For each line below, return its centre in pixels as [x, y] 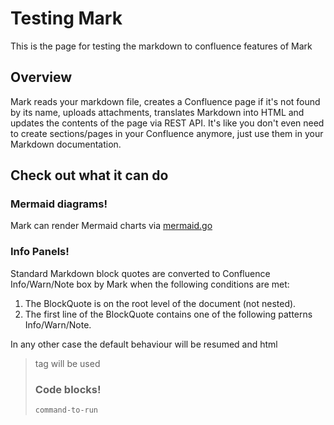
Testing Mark [66, 18]
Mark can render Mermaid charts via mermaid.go [111, 226]
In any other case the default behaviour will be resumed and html [144, 344]
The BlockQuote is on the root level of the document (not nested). [160, 303]
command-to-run [66, 410]
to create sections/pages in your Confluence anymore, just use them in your [167, 133]
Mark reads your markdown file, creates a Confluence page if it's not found [165, 101]
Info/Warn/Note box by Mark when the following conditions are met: [150, 284]
